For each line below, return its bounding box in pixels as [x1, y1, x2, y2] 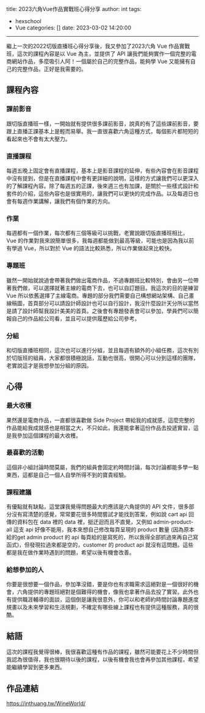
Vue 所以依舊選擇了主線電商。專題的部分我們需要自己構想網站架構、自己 [6, 292, 189, 299]
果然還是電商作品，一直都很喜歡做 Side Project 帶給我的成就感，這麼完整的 [6, 416, 195, 424]
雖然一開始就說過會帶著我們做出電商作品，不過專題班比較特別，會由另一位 [6, 276, 193, 284]
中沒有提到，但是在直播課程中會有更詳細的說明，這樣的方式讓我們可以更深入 [6, 174, 199, 182]
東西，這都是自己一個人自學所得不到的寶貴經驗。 [6, 471, 129, 478]
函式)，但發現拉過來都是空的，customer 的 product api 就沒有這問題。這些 [6, 541, 194, 549]
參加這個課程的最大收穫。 [16, 432, 81, 439]
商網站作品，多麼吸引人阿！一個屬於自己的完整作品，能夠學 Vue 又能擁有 [6, 57, 190, 65]
